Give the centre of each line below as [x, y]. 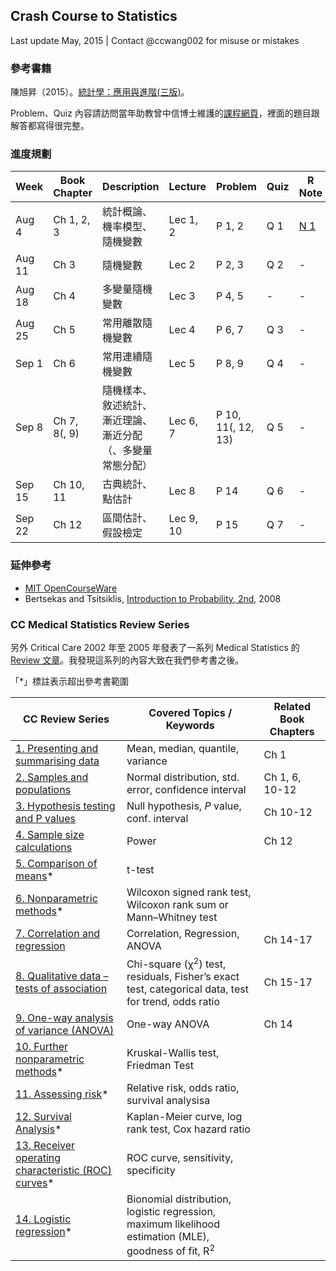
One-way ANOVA [168, 1024]
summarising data [57, 761]
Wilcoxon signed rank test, [189, 892]
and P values [46, 818]
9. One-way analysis [64, 1018]
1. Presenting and [57, 748]
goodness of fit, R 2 [171, 1250]
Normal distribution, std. [183, 777]
